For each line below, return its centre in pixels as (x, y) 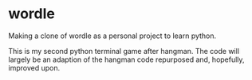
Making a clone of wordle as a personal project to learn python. (112, 36)
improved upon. (34, 67)
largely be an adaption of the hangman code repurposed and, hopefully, (126, 59)
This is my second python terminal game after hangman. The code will (124, 51)
